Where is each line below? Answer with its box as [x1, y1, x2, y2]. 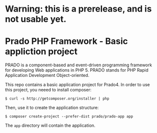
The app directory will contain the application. [5, 122, 95, 129]
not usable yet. [5, 14, 67, 25]
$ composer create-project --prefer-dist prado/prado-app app [5, 114, 133, 119]
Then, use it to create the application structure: [5, 105, 99, 111]
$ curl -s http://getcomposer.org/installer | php [5, 96, 110, 101]
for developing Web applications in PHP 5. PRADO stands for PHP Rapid [5, 67, 149, 73]
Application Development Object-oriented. [5, 73, 90, 78]
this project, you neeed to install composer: [5, 87, 92, 93]
